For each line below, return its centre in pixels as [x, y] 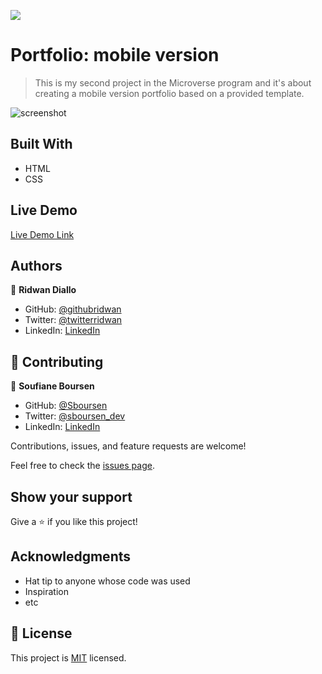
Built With [41, 144]
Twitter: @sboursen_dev [75, 416]
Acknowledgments [71, 556]
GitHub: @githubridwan [73, 309]
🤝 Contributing [57, 361]
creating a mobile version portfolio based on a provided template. [169, 93]
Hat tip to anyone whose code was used [107, 581]
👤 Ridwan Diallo [43, 290]
